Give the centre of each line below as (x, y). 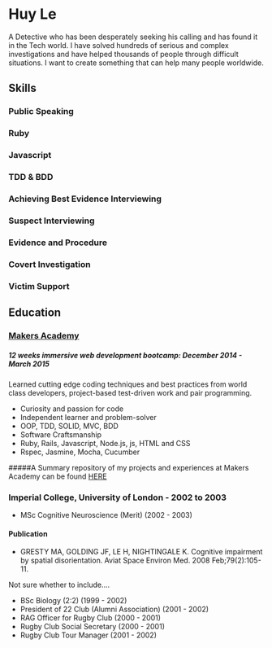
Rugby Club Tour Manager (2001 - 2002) (88, 635)
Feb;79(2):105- (236, 560)
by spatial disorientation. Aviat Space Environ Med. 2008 (115, 560)
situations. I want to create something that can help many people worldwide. (136, 63)
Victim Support (39, 286)
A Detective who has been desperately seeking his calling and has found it (133, 37)
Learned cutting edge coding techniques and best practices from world (128, 384)
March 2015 (29, 364)
